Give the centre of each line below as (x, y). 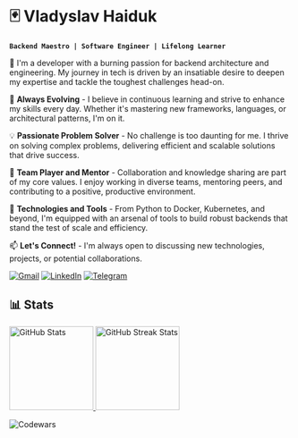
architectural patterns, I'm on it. (67, 118)
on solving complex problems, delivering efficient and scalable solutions (142, 145)
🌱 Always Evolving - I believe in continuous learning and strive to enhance (147, 99)
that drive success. (44, 155)
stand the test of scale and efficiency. (79, 227)
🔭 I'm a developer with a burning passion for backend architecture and (139, 63)
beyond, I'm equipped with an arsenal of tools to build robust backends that (149, 218)
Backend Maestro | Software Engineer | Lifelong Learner (118, 46)
